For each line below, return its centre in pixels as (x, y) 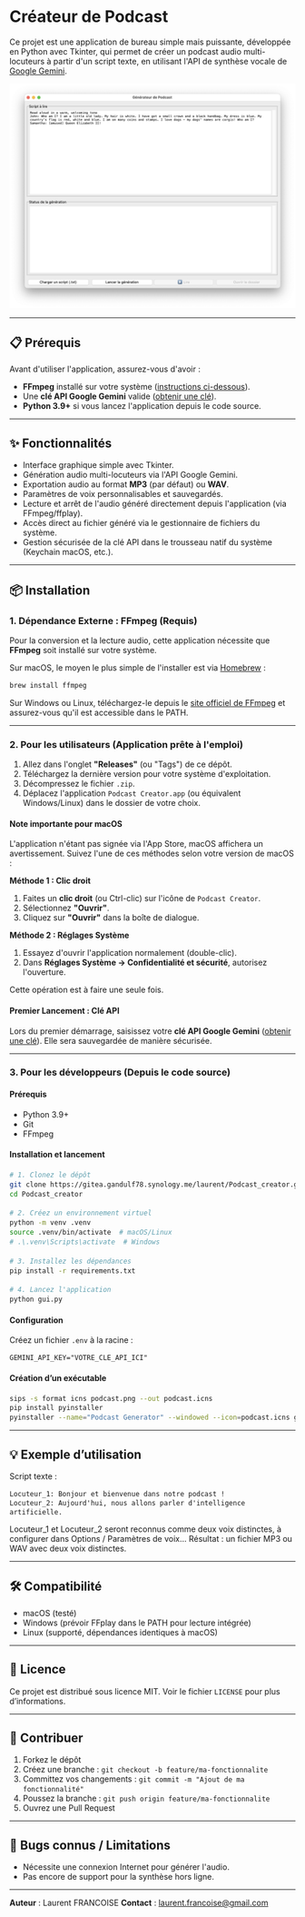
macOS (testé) (49, 1613)
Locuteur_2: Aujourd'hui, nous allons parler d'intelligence (128, 1503)
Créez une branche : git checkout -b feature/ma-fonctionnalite (145, 1770)
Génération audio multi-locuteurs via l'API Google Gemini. (130, 475)
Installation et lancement (58, 1155)
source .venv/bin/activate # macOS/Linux (91, 1233)
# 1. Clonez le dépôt (50, 1175)
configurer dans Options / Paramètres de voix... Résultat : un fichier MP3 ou (151, 1538)
